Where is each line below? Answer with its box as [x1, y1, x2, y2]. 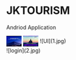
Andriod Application [6, 24, 57, 31]
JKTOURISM [6, 4, 71, 18]
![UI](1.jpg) [39, 37, 66, 44]
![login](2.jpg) [6, 47, 41, 54]
